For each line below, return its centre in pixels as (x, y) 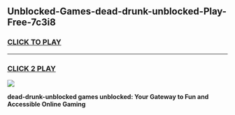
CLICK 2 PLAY (31, 68)
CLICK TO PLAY (34, 43)
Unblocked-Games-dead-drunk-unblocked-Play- (117, 11)
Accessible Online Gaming (47, 104)
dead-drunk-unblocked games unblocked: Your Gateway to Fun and (108, 96)
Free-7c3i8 (31, 23)
